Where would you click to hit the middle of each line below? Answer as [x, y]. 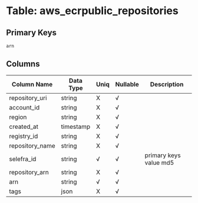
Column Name [32, 84]
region [18, 117]
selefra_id [23, 159]
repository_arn [29, 172]
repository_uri [28, 98]
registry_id [24, 136]
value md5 [159, 162]
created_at [24, 127]
